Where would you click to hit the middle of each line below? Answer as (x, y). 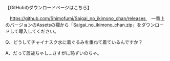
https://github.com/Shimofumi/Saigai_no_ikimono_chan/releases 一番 (85, 18)
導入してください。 (39, 31)
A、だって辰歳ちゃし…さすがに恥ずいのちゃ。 (54, 53)
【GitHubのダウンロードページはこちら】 (49, 7)
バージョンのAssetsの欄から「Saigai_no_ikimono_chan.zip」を (76, 25)
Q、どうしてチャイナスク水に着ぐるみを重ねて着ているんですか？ (74, 42)
